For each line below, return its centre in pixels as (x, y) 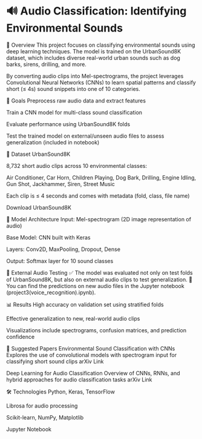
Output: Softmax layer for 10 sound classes (60, 261)
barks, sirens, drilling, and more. (46, 64)
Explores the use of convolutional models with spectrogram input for (92, 355)
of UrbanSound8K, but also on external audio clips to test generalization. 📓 (99, 280)
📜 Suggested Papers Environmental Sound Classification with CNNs (91, 348)
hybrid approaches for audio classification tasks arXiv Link (79, 380)
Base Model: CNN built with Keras (48, 237)
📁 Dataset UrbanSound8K (38, 154)
